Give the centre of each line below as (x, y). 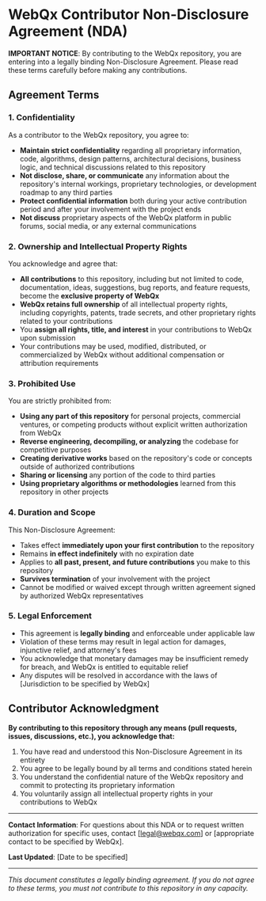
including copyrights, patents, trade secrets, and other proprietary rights (138, 312)
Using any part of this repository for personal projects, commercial (130, 416)
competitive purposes (55, 450)
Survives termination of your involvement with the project (115, 579)
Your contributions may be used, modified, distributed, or (113, 346)
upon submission (47, 337)
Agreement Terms (54, 95)
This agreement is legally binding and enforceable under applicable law (137, 633)
